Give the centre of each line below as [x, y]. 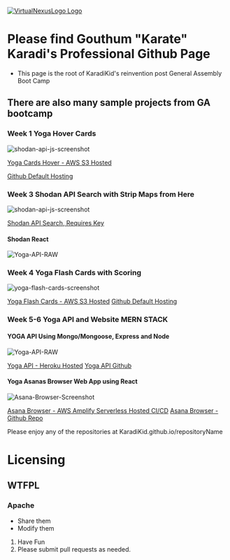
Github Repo [25, 418]
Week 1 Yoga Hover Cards [52, 134]
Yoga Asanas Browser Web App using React [72, 381]
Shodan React [28, 239]
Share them [34, 521]
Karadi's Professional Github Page [109, 54]
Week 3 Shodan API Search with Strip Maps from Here [101, 194]
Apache [21, 505]
